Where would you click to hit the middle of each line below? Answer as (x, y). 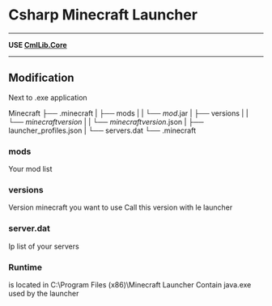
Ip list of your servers (44, 246)
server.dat (29, 228)
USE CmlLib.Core (38, 45)
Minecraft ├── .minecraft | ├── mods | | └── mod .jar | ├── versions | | (128, 113)
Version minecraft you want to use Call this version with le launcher (121, 207)
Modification (41, 78)
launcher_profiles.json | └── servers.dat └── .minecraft (102, 130)
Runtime (25, 267)
